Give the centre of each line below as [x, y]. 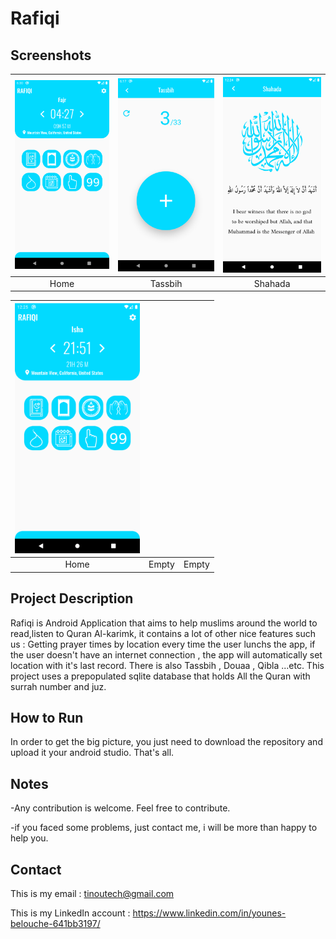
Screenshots [51, 55]
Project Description [72, 598]
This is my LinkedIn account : [70, 913]
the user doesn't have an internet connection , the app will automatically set [166, 654]
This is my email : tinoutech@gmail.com [92, 893]
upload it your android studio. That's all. [92, 753]
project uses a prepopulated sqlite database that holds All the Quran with [160, 676]
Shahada [272, 283]
